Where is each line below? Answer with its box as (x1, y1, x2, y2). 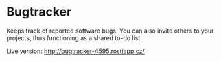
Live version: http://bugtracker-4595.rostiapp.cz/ (6, 47, 145, 55)
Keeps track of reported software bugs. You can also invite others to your (6, 27, 214, 35)
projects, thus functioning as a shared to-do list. (6, 33, 142, 42)
